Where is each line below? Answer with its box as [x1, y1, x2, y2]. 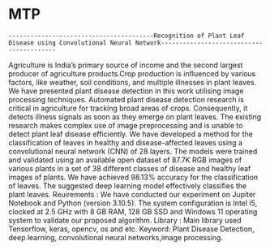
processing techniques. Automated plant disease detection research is [8, 94, 245, 104]
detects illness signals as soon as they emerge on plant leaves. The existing [8, 111, 262, 122]
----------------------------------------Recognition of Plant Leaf [8, 32, 245, 40]
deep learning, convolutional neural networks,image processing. [8, 232, 223, 242]
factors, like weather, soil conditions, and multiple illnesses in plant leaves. [8, 77, 257, 87]
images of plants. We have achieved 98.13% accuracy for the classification [8, 172, 259, 182]
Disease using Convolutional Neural [8, 38, 132, 47]
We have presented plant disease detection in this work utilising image [8, 86, 244, 96]
